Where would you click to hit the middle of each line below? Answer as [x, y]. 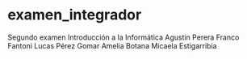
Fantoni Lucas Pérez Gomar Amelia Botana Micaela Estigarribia [112, 45]
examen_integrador [75, 15]
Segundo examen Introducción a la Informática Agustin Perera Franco [123, 37]
